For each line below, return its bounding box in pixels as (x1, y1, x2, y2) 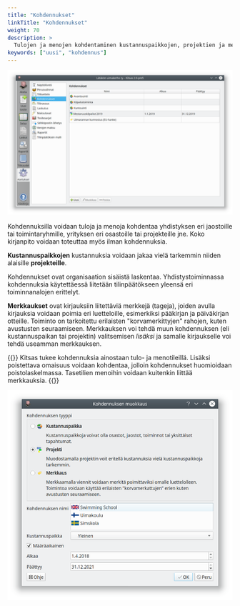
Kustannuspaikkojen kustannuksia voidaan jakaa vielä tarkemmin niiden (7, 251, 221, 259)
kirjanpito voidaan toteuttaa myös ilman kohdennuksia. (7, 237, 168, 246)
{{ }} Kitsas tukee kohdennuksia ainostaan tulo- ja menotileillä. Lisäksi (7, 353, 211, 362)
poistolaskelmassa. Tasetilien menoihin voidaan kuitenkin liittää (7, 368, 193, 377)
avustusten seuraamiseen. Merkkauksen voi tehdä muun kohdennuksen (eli (7, 324, 230, 332)
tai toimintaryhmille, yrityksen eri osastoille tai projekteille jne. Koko (7, 229, 205, 238)
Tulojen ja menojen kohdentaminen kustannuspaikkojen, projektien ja (14, 41, 225, 49)
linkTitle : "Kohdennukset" (7, 19, 88, 26)
